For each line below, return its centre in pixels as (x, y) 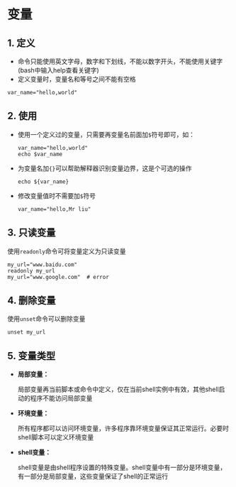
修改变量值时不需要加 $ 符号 (56, 195)
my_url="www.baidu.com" (43, 264)
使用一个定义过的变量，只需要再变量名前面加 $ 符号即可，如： (106, 134)
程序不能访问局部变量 (61, 398)
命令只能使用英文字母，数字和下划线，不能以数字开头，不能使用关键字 (120, 61)
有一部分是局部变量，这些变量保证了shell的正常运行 (93, 476)
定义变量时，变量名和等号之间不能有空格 (77, 79)
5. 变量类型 (31, 356)
